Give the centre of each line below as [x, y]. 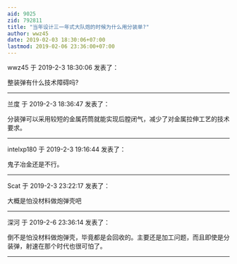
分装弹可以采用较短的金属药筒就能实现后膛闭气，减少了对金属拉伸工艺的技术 [119, 119]
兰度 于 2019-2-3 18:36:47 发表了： [59, 104]
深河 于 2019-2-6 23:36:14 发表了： [59, 222]
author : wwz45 [28, 33]
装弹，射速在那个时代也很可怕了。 [57, 246]
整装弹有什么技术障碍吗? [43, 82]
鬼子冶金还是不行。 [35, 164]
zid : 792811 [25, 20]
